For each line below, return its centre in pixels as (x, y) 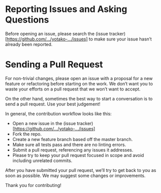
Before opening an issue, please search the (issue (57, 33)
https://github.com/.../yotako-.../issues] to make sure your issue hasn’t (79, 39)
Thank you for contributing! (33, 185)
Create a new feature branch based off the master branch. (72, 139)
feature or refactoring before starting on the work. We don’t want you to (79, 83)
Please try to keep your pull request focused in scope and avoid (78, 155)
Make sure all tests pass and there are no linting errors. (69, 144)
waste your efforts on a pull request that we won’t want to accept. (73, 89)
